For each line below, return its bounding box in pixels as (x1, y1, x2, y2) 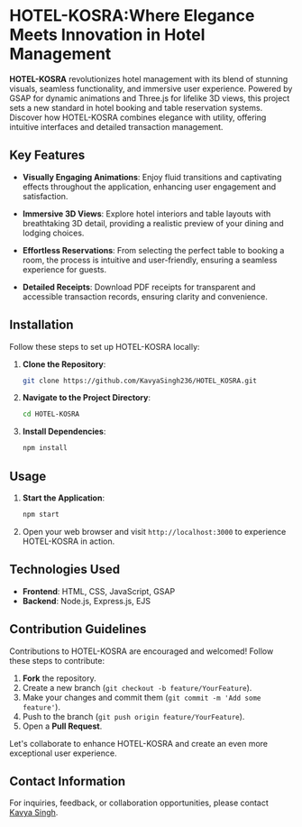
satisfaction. (22, 190, 69, 201)
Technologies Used (9, 562, 120, 577)
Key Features (9, 148, 86, 163)
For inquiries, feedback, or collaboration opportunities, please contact (9, 797, 269, 808)
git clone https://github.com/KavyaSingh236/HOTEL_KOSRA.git (22, 376, 258, 385)
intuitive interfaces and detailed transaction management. (9, 121, 224, 132)
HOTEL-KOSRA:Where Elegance (9, 5, 255, 26)
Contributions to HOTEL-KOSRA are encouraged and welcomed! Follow (9, 646, 274, 657)
